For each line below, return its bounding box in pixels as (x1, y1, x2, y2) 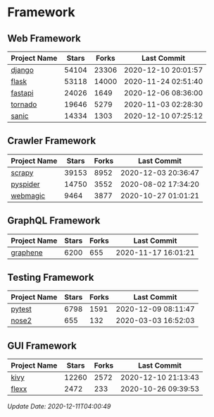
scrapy (11, 167, 34, 177)
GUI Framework (7, 339, 77, 351)
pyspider (11, 179, 40, 189)
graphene (11, 248, 44, 258)
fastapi (11, 88, 34, 97)
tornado (11, 99, 37, 109)
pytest (11, 304, 32, 314)
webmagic (11, 191, 46, 200)
